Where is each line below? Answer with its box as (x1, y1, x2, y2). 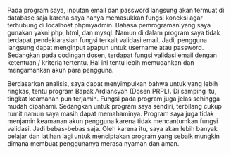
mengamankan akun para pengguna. (7, 66, 114, 74)
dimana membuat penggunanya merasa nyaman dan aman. (7, 139, 180, 147)
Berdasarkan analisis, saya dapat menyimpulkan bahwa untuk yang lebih (7, 80, 218, 87)
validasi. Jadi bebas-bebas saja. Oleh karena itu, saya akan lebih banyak (7, 125, 218, 132)
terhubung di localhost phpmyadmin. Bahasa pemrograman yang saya (7, 21, 211, 29)
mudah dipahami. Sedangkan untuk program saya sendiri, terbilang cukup (7, 102, 222, 110)
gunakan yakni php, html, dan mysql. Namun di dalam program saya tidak (7, 28, 220, 37)
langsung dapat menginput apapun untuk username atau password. (7, 44, 204, 51)
